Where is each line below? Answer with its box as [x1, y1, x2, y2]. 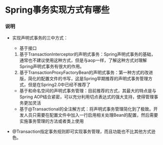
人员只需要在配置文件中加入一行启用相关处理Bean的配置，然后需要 [23, 112, 159, 118]
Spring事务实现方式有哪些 [5, 4, 110, 16]
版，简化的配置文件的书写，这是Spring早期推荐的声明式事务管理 [19, 76, 148, 82]
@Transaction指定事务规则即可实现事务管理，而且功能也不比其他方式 [12, 128, 151, 134]
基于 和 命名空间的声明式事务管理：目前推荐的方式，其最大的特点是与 [19, 88, 157, 94]
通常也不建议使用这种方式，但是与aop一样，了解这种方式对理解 [19, 57, 147, 63]
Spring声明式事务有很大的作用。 [19, 64, 84, 70]
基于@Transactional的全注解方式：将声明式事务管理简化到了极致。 [19, 106, 154, 112]
